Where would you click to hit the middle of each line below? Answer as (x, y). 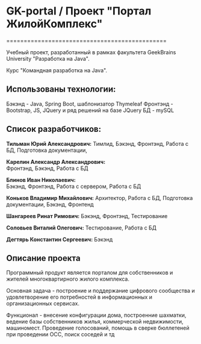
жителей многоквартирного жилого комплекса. (68, 279)
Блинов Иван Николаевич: (41, 180)
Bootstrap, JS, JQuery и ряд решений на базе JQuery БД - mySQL (90, 110)
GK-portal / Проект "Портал (79, 11)
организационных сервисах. (43, 304)
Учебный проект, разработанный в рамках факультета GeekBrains (91, 52)
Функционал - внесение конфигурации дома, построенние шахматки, (96, 315)
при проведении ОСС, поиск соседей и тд (60, 334)
